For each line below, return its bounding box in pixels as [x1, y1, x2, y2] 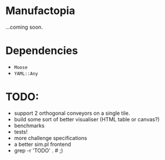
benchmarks [14, 122, 45, 129]
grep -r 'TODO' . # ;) [14, 147, 63, 154]
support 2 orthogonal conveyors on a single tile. [14, 110, 130, 117]
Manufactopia [5, 4, 76, 18]
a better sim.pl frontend [14, 141, 72, 148]
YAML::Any [14, 70, 39, 77]
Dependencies [5, 44, 78, 57]
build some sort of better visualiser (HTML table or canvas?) [14, 115, 160, 122]
